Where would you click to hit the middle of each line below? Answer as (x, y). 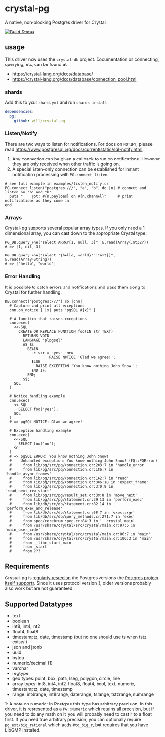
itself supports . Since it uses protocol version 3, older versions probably (78, 583)
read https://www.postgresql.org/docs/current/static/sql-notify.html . (75, 149)
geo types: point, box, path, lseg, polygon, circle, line (66, 679)
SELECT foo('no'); (37, 444)
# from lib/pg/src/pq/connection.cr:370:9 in (61, 486)
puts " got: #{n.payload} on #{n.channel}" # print (71, 196)
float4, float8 (25, 632)
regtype (20, 673)
